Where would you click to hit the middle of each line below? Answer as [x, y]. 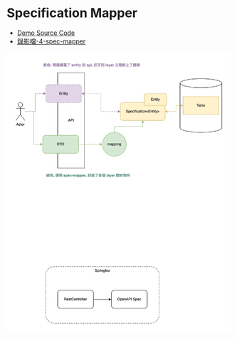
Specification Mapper [72, 13]
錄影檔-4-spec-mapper [51, 41]
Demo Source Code [46, 33]
